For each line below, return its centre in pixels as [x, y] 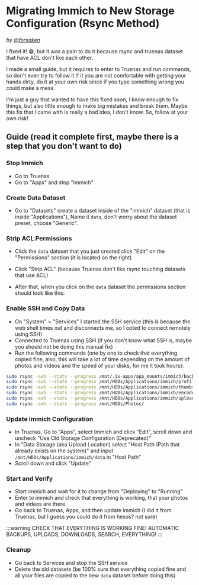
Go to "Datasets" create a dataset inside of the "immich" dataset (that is [102, 210]
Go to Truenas [32, 176]
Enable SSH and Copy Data [46, 308]
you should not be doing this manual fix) [64, 346]
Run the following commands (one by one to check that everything [96, 353]
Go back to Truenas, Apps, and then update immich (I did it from [93, 510]
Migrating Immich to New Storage [90, 11]
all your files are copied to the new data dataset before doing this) [95, 575]
